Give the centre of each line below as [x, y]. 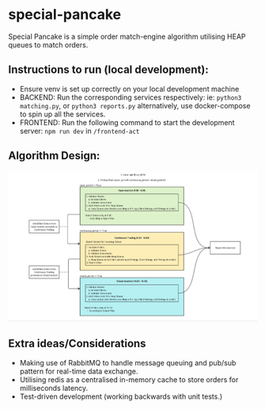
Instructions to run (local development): [109, 70]
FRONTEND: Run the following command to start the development [127, 122]
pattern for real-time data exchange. [79, 371]
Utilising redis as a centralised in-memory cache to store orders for [129, 379]
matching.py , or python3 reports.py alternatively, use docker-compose [135, 105]
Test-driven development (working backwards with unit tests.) [121, 396]
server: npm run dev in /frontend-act [79, 131]
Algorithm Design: [54, 156]
